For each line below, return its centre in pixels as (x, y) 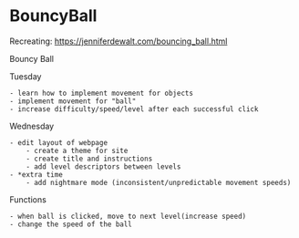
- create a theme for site (77, 150)
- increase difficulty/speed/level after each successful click (134, 109)
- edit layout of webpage (58, 142)
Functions (28, 199)
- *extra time (36, 174)
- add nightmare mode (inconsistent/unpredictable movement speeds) (159, 182)
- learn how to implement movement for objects (102, 93)
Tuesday (26, 76)
